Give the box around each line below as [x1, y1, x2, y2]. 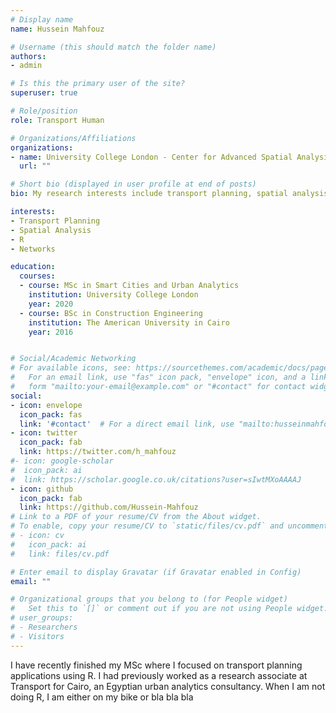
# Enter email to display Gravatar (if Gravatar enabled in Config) [10, 567, 302, 577]
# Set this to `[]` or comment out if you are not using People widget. [10, 604, 329, 614]
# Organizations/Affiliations [10, 133, 137, 143]
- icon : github [10, 484, 74, 494]
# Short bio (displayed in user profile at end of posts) [10, 179, 257, 190]
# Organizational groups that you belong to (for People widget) [10, 594, 288, 605]
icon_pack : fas [19, 409, 83, 420]
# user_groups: [10, 613, 74, 623]
